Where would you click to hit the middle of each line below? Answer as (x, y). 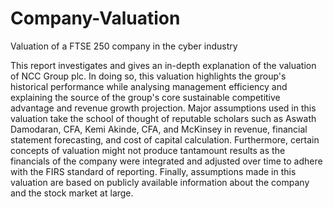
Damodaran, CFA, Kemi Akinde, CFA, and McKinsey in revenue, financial (159, 129)
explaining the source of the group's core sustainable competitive (145, 97)
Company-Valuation (95, 18)
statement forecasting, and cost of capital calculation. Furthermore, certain (165, 139)
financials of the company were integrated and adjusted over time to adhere (166, 161)
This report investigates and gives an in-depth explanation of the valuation (163, 65)
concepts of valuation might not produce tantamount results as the (148, 150)
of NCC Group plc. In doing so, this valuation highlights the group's (148, 76)
